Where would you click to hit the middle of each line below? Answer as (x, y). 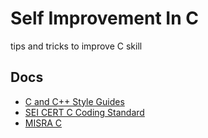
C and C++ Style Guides (74, 101)
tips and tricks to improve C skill (76, 46)
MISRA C (43, 123)
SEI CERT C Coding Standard (84, 112)
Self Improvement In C (104, 18)
